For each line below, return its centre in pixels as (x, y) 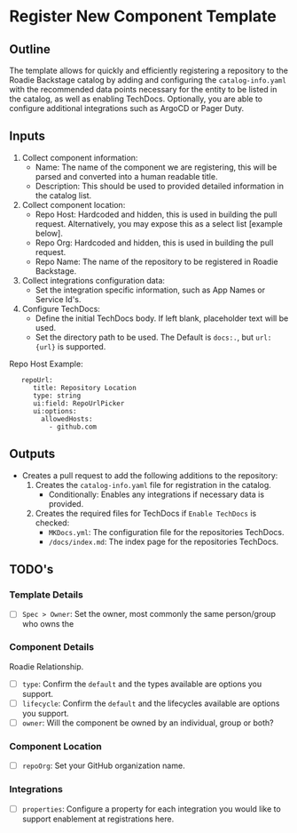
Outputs (32, 454)
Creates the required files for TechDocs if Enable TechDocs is (146, 513)
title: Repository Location (85, 388)
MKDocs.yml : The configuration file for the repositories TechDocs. (166, 532)
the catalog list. (63, 195)
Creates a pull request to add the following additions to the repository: (150, 475)
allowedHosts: (67, 419)
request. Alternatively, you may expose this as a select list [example (159, 223)
